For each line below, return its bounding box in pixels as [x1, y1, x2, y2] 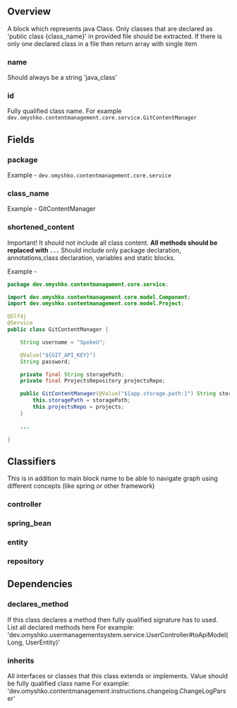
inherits [7, 656, 35, 666]
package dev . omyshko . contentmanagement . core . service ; [7, 281, 169, 288]
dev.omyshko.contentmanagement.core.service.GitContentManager [7, 115, 197, 122]
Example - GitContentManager [7, 204, 97, 213]
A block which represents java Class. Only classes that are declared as [7, 24, 213, 33]
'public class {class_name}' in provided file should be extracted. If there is [7, 32, 222, 40]
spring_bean [7, 518, 51, 528]
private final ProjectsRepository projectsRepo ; [20, 378, 166, 385]
